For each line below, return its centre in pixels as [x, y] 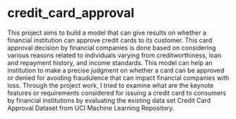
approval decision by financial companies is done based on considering [112, 47]
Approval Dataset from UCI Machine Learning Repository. [91, 108]
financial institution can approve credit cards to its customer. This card [110, 40]
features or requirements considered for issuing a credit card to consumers [117, 93]
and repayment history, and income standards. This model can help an [110, 62]
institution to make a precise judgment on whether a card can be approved [116, 70]
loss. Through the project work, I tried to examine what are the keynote [111, 85]
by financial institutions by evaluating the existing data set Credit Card [109, 100]
